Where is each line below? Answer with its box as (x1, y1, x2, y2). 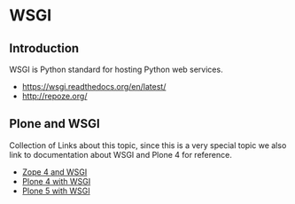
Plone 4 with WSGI (21, 176, 91, 186)
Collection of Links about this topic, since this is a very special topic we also (9, 139, 287, 151)
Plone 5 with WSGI (21, 185, 90, 196)
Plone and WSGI (9, 116, 100, 131)
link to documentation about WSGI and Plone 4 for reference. (9, 149, 232, 160)
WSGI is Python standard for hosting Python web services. (9, 64, 223, 75)
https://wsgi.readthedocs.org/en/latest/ (21, 82, 167, 91)
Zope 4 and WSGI (21, 166, 88, 177)
